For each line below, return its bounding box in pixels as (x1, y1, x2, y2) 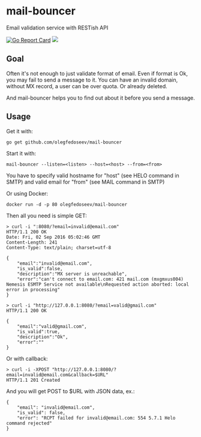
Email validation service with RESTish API (6, 24, 109, 31)
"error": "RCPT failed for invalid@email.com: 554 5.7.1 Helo (17, 415, 176, 421)
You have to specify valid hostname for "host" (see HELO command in (6, 172, 179, 179)
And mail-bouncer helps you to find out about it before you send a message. (6, 94, 195, 101)
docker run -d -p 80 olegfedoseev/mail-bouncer (6, 201, 128, 208)
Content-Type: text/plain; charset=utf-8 (6, 244, 112, 250)
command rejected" (6, 420, 52, 426)
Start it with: (6, 149, 37, 157)
